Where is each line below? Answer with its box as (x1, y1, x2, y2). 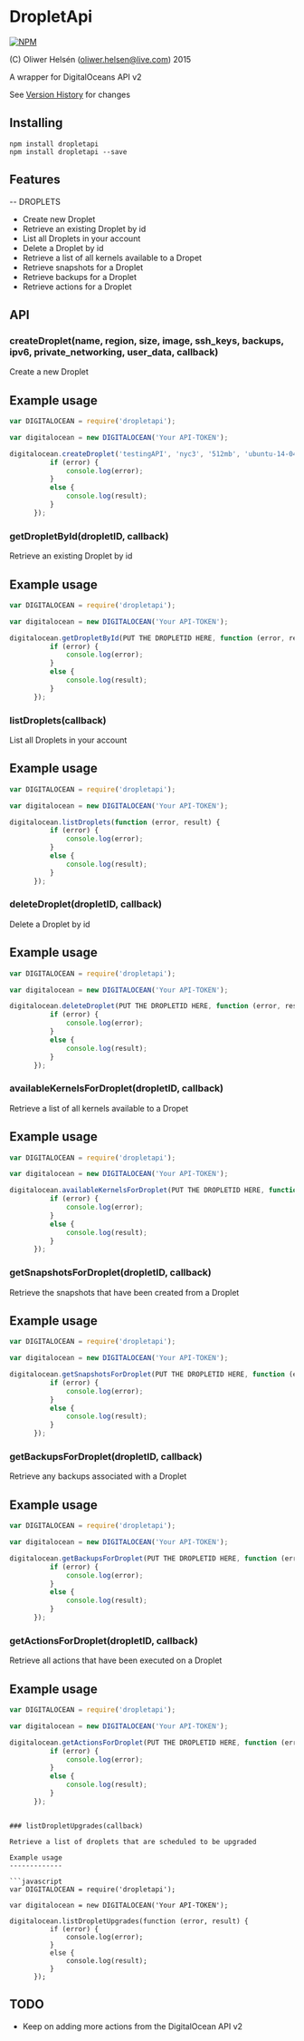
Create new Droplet (22, 213, 96, 224)
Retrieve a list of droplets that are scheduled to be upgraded (9, 1837, 257, 1846)
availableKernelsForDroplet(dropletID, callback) (9, 1082, 224, 1094)
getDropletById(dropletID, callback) (9, 530, 169, 542)
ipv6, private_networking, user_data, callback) (9, 345, 219, 358)
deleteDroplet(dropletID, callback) (9, 898, 163, 910)
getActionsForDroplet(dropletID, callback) (9, 1634, 199, 1647)
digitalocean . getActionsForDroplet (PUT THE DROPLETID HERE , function (9, 1738, 278, 1747)
